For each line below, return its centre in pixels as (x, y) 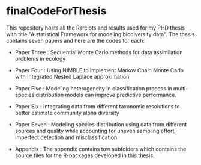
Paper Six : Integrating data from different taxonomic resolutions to (97, 106)
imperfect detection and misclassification (66, 137)
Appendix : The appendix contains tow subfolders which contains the (100, 149)
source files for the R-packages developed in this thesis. (85, 155)
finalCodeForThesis (56, 11)
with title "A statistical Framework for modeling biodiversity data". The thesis (100, 34)
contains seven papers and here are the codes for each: (76, 40)
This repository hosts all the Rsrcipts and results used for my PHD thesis (95, 28)
